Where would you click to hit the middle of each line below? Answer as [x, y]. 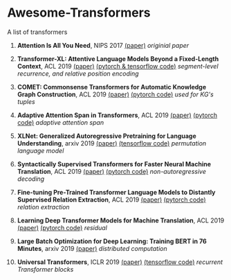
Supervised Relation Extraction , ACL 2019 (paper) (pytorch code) [111, 200]
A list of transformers [37, 32]
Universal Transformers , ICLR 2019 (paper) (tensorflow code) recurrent [120, 262]
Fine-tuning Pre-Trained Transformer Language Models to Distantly [116, 192]
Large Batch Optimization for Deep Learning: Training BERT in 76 [112, 241]
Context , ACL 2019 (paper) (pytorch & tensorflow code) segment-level [118, 66]
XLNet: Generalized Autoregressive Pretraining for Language [107, 136]
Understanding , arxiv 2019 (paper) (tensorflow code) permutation [112, 143]
